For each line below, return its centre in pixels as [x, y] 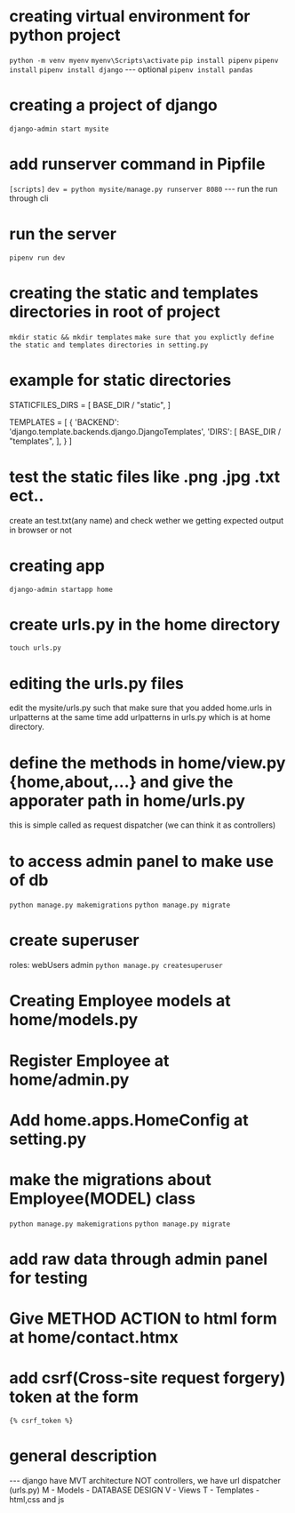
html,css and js [37, 1499]
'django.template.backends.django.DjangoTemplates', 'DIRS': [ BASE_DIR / [145, 431]
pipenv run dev [37, 258]
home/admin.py [69, 1080]
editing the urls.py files [97, 683]
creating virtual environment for [130, 16]
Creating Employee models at [120, 1001]
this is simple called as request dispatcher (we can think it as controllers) [143, 825]
